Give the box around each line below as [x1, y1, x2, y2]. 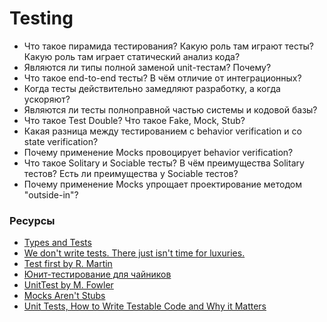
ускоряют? [23, 93, 71, 105]
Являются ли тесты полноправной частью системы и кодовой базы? [23, 103, 318, 116]
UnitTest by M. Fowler [23, 279, 114, 291]
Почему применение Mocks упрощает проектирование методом [23, 178, 302, 190]
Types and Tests [23, 237, 92, 249]
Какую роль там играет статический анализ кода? [23, 50, 241, 62]
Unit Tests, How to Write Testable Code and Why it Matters [23, 300, 267, 312]
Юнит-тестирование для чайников [23, 268, 172, 281]
